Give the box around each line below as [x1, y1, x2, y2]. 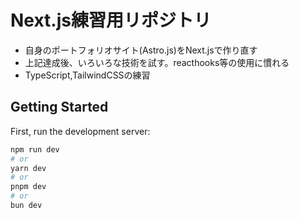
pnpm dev [10, 182, 47, 192]
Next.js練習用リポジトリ [10, 9, 212, 32]
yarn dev [10, 163, 47, 173]
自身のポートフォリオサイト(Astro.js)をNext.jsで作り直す [24, 44, 258, 56]
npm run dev [10, 144, 60, 155]
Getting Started [10, 99, 109, 116]
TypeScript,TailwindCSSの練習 [24, 69, 151, 81]
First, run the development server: [10, 125, 151, 137]
